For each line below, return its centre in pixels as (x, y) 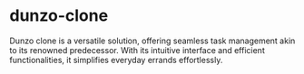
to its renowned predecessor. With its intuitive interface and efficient (137, 50)
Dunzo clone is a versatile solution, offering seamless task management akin (152, 41)
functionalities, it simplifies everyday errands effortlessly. (116, 60)
